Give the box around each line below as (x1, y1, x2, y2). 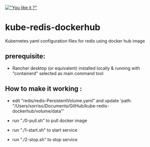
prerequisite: (5, 52, 46, 61)
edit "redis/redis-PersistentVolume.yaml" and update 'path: (12, 98, 132, 103)
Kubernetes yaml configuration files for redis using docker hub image (5, 38, 146, 44)
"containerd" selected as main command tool (12, 70, 104, 76)
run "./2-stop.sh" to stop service (12, 136, 77, 142)
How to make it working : (5, 85, 82, 93)
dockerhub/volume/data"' (12, 108, 65, 114)
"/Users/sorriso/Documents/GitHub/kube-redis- (12, 103, 109, 109)
